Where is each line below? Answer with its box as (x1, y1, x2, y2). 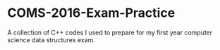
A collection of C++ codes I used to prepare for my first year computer (7, 28, 213, 37)
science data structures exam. (7, 35, 95, 44)
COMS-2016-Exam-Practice (7, 5, 176, 21)
